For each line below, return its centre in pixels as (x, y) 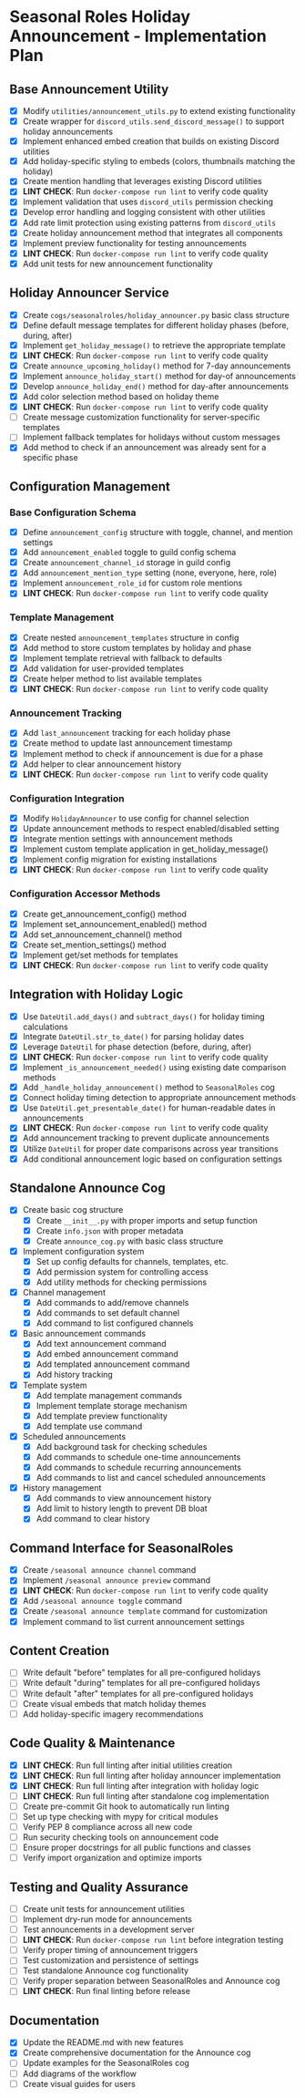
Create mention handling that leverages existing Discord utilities (142, 181)
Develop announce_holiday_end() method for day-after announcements (156, 386)
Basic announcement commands (84, 1334)
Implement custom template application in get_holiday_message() (145, 849)
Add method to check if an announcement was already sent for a (144, 448)
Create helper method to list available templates (112, 678)
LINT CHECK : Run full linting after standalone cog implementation (146, 1796)
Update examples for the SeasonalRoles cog (106, 2063)
